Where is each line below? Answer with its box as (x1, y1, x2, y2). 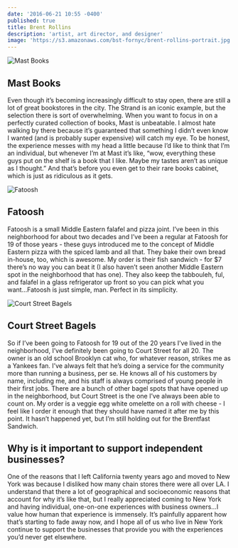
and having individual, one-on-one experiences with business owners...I (7, 502, 219, 511)
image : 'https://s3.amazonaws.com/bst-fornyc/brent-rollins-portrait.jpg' (7, 37, 234, 44)
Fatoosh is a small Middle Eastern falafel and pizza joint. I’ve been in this (7, 225, 219, 233)
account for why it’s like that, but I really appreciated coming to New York (7, 495, 222, 504)
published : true (7, 17, 55, 24)
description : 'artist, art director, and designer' (7, 30, 163, 38)
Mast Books (7, 77, 61, 89)
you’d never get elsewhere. (7, 533, 87, 542)
